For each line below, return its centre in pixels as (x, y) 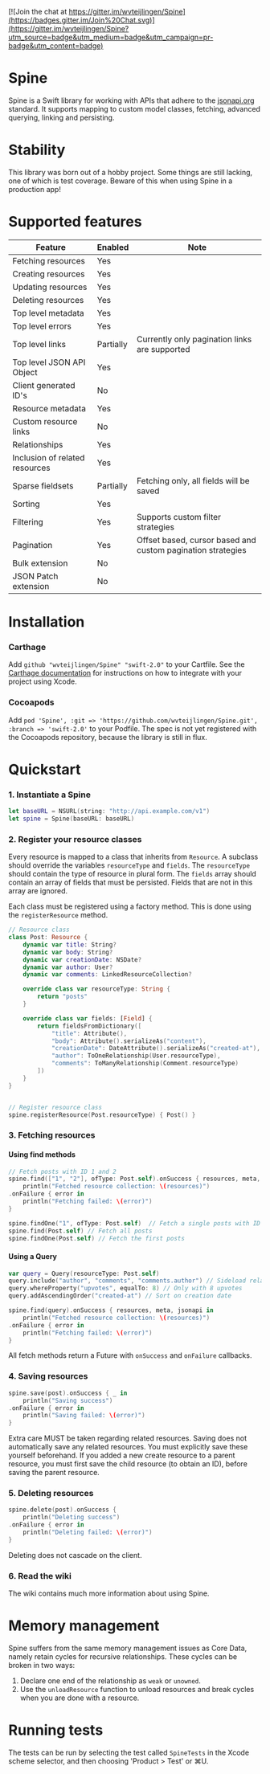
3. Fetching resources (52, 1135)
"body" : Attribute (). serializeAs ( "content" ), (129, 1041)
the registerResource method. (58, 915)
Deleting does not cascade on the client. (75, 1555)
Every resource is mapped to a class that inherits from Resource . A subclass (133, 857)
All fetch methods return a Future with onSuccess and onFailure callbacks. (130, 1355)
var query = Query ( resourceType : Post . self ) (84, 1273)
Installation (47, 622)
